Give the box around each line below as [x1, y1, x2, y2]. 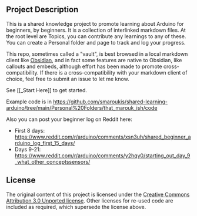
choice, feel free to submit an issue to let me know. [6, 75, 129, 82]
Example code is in [6, 98, 52, 105]
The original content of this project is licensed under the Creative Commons [6, 191, 190, 198]
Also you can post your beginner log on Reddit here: [6, 116, 132, 123]
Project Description [6, 5, 79, 15]
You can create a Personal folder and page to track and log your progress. [6, 39, 186, 46]
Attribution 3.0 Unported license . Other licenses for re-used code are [6, 197, 173, 204]
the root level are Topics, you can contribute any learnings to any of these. [6, 32, 186, 40]
